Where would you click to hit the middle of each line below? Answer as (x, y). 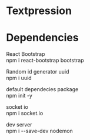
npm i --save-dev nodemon (40, 131)
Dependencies (42, 38)
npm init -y (19, 96)
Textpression (39, 11)
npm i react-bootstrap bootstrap (45, 61)
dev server (19, 125)
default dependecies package (42, 89)
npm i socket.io (25, 114)
